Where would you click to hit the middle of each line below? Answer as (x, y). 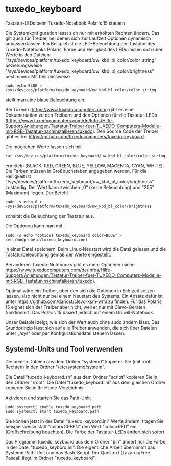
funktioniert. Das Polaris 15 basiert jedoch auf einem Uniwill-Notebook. (80, 312)
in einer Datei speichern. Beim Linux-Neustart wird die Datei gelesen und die (86, 249)
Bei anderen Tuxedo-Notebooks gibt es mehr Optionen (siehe (70, 264)
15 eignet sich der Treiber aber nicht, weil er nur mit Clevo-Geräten (75, 307)
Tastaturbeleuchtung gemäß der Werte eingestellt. (58, 254)
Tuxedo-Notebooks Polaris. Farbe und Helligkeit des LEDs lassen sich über (84, 49)
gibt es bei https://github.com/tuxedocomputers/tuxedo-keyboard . (75, 136)
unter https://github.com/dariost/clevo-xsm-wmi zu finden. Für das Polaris (83, 301)
